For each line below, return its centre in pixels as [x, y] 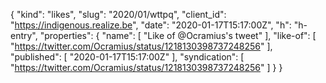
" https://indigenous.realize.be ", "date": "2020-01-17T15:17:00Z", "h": [151, 25]
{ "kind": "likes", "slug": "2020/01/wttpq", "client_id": [118, 14]
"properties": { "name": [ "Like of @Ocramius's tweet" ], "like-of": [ [178, 35]
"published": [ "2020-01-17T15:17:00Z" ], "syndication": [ [127, 57]
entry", [24, 35]
